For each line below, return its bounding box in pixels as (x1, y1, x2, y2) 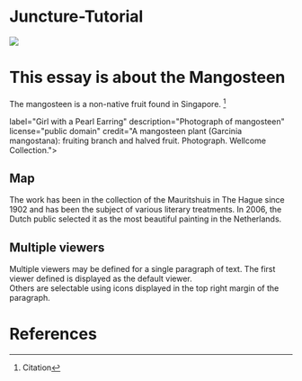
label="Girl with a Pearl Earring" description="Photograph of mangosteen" (9, 115, 285, 127)
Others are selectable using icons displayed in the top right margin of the (9, 283, 280, 294)
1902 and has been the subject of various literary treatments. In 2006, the (9, 204, 282, 215)
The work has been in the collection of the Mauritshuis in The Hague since (9, 195, 285, 205)
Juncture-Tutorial (9, 6, 144, 27)
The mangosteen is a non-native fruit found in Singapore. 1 (9, 96, 226, 109)
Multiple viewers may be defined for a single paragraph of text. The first (9, 264, 276, 275)
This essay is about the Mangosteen (9, 68, 286, 87)
